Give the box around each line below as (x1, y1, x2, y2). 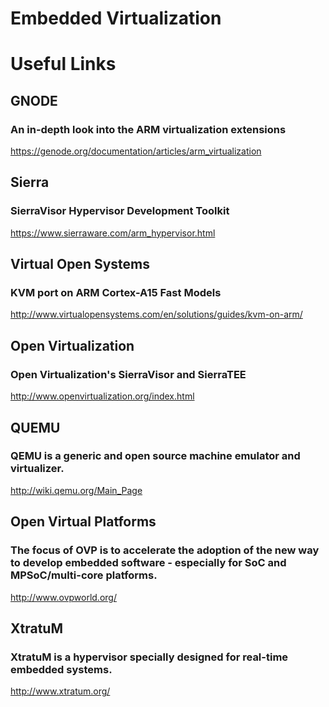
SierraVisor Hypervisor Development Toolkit (10, 204, 230, 218)
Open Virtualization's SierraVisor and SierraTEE (10, 367, 247, 381)
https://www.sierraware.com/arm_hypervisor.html (10, 227, 216, 239)
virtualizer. (10, 462, 65, 476)
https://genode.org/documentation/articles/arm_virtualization (10, 145, 262, 157)
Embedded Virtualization (10, 7, 222, 30)
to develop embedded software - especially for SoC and (10, 556, 287, 570)
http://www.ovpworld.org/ (10, 591, 117, 603)
